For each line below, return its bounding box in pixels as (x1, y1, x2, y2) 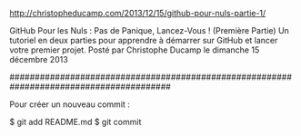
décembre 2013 (9, 54, 68, 64)
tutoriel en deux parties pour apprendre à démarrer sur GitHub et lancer (9, 35, 278, 45)
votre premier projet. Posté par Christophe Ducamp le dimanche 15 (9, 44, 260, 55)
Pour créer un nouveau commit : (9, 99, 130, 110)
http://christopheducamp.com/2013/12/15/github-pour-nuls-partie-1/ (9, 8, 266, 18)
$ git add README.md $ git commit (9, 117, 142, 127)
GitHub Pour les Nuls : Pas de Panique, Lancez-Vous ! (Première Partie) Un (9, 25, 289, 35)
